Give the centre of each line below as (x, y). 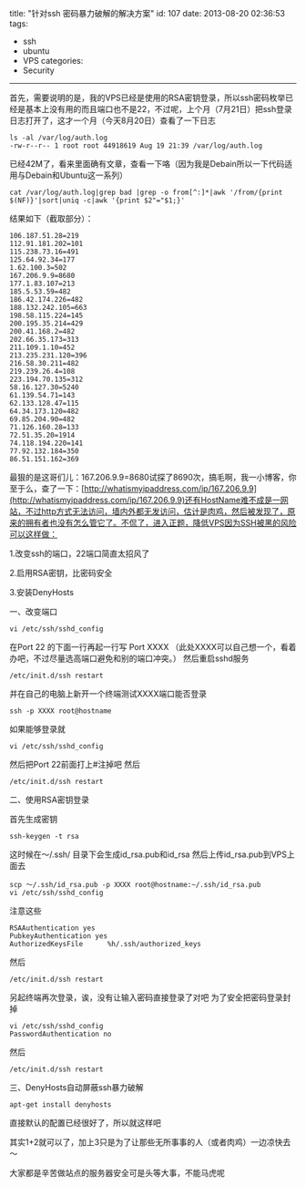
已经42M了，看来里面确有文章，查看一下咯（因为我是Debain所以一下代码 (147, 164)
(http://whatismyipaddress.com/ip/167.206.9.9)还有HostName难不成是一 (145, 500)
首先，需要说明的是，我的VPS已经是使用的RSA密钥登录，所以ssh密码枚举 (148, 98)
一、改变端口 (33, 612)
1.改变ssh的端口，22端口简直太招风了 (80, 553)
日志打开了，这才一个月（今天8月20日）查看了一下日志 (113, 120)
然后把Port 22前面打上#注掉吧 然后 (75, 764)
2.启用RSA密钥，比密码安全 (61, 573)
